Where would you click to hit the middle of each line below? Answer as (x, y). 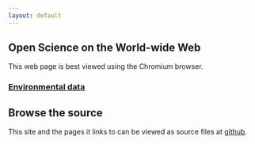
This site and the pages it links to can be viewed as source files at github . (128, 132)
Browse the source (55, 113)
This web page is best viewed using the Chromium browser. (106, 66)
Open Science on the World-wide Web (105, 48)
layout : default (35, 15)
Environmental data (47, 87)
